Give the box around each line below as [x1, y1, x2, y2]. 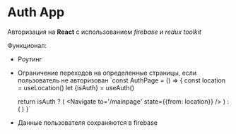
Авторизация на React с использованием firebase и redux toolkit [7, 28, 201, 36]
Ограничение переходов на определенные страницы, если [17, 68, 196, 77]
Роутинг [17, 54, 42, 63]
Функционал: [7, 41, 47, 49]
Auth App [7, 4, 65, 20]
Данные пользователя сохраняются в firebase [17, 118, 158, 127]
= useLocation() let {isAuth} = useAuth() [17, 83, 135, 92]
